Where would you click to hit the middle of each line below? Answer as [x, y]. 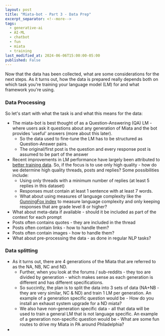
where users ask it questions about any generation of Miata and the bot [85, 128]
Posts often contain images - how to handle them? [63, 233]
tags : [11, 23]
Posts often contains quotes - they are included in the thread [74, 222]
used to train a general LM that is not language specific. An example [89, 314]
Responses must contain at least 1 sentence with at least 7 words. [86, 191]
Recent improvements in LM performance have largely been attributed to [86, 159]
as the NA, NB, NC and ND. [40, 267]
